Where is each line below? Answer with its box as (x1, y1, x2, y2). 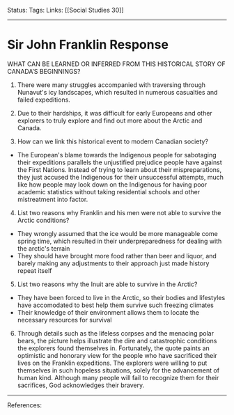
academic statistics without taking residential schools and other (17, 187, 201, 196)
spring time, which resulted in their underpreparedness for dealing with (17, 237, 222, 245)
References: (7, 400, 42, 409)
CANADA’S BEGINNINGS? (7, 67, 81, 75)
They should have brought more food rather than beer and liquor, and (17, 251, 217, 260)
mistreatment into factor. (17, 195, 88, 203)
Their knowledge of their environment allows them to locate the (17, 308, 200, 316)
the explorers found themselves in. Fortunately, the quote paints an (17, 344, 210, 352)
